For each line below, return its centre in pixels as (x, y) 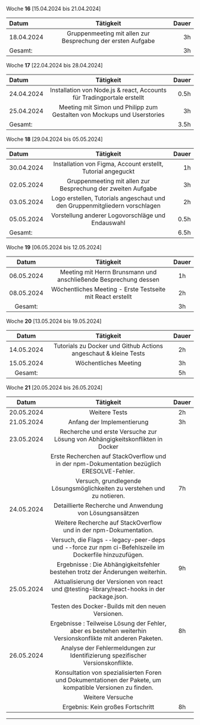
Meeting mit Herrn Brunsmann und (108, 272)
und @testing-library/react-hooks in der (108, 589)
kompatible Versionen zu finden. (108, 687)
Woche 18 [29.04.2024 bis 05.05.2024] (54, 139)
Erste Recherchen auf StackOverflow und (108, 456)
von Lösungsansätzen (108, 513)
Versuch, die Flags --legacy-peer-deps (108, 540)
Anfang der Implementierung (108, 422)
